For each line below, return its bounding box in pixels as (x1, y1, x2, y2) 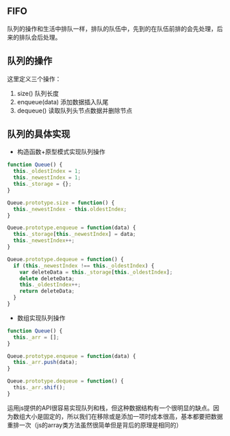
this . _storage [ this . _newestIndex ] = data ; (13, 231, 136, 238)
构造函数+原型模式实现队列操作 (16, 147, 106, 156)
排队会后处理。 (18, 33, 62, 41)
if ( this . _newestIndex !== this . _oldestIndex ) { (13, 262, 155, 269)
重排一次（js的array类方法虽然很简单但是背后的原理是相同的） (7, 421, 183, 429)
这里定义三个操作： (7, 75, 62, 83)
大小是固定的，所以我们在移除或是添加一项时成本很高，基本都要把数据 (25, 412, 223, 420)
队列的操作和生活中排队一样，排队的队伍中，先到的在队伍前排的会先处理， (7, 24, 217, 33)
